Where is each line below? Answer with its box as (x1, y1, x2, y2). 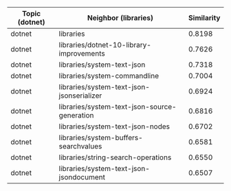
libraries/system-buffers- (58, 133, 143, 142)
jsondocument (58, 172, 105, 181)
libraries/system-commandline (58, 71, 159, 80)
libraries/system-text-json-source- (58, 102, 177, 111)
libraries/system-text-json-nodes (58, 122, 170, 131)
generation (58, 111, 94, 120)
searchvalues (58, 142, 102, 150)
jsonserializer (58, 91, 102, 100)
